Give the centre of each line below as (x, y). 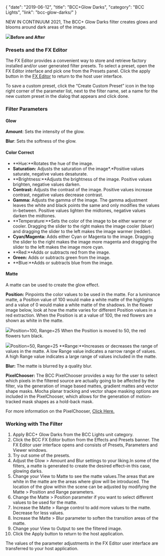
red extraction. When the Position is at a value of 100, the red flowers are (79, 315)
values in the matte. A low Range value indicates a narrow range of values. (81, 351)
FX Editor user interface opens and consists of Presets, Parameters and (85, 445)
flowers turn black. (25, 336)
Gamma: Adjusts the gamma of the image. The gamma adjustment (80, 200)
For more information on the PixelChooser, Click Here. (60, 411)
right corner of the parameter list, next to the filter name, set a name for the (82, 91)
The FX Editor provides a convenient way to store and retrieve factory (76, 60)
